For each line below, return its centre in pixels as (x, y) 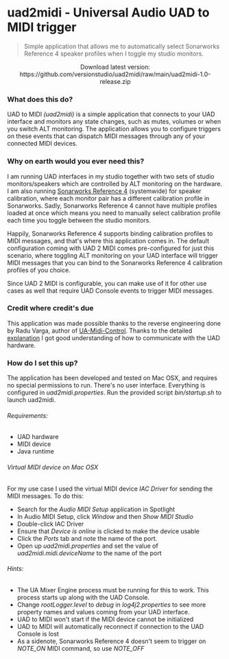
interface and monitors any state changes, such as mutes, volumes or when (114, 122)
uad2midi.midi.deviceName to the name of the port (89, 553)
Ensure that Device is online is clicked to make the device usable (108, 531)
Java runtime (36, 451)
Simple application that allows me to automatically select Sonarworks (122, 46)
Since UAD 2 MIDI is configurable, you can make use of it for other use (107, 283)
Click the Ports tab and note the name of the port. (87, 538)
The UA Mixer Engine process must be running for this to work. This (113, 590)
